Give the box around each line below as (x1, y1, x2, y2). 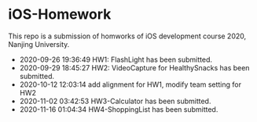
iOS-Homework (8, 5, 112, 23)
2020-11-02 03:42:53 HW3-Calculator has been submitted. (19, 96, 211, 106)
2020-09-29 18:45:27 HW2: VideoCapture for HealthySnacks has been (19, 63, 250, 72)
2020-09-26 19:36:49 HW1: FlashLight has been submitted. (19, 55, 213, 64)
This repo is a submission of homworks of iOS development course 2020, (8, 31, 247, 41)
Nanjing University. (8, 39, 70, 48)
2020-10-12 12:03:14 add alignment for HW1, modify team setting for (19, 80, 242, 89)
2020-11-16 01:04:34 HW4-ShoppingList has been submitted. (19, 104, 218, 114)
